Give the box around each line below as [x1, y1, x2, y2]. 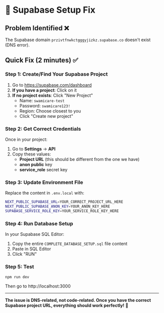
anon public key [19, 161, 53, 167]
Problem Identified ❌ [5, 24, 69, 32]
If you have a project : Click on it [12, 87, 77, 93]
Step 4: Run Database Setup [5, 220, 73, 227]
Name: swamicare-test [19, 97, 65, 103]
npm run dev [5, 274, 29, 279]
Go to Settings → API [12, 146, 56, 152]
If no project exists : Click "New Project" [12, 92, 93, 98]
